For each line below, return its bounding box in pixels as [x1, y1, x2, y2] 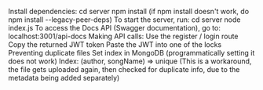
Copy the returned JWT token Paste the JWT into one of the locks [8, 40, 222, 49]
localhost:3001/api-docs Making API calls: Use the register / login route [8, 31, 239, 41]
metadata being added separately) [8, 74, 120, 82]
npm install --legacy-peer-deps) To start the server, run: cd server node [8, 15, 241, 24]
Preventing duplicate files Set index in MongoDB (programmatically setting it [8, 49, 255, 57]
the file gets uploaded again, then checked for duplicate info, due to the [8, 65, 240, 74]
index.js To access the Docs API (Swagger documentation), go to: [8, 23, 221, 32]
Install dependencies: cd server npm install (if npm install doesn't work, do [8, 7, 250, 16]
